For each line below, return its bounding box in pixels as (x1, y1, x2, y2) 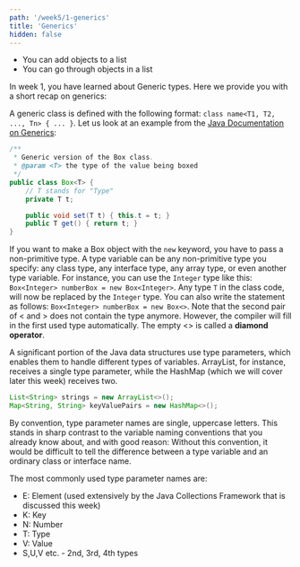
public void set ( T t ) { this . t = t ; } (25, 211, 170, 220)
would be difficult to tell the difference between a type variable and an (9, 446, 269, 457)
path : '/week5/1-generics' (9, 13, 110, 22)
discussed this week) (21, 500, 101, 510)
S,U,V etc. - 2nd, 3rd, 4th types (21, 547, 139, 558)
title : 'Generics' (9, 22, 78, 31)
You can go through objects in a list (21, 64, 153, 74)
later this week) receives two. (9, 376, 118, 387)
